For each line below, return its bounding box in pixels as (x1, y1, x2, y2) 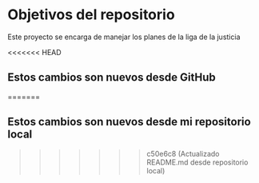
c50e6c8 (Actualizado (146, 149, 220, 158)
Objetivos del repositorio (7, 6, 175, 24)
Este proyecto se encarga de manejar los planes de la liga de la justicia (7, 32, 241, 42)
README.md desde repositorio (146, 157, 249, 167)
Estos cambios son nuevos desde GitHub (7, 70, 217, 85)
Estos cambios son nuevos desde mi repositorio (7, 115, 251, 129)
